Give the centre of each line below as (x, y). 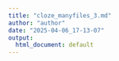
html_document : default (54, 45)
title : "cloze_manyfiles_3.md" (60, 15)
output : (21, 38)
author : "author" (37, 23)
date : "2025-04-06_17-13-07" (56, 30)
